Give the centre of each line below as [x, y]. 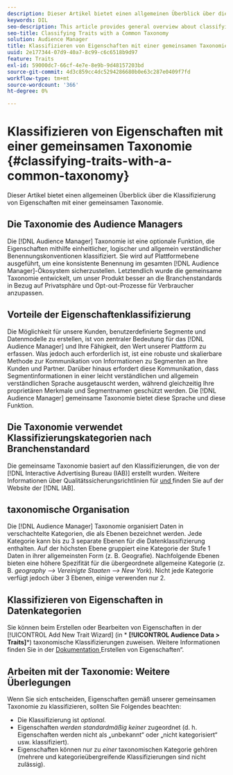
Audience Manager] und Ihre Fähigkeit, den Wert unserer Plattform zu [107, 346]
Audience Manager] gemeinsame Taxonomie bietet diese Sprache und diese [116, 398]
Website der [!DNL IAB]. [41, 488]
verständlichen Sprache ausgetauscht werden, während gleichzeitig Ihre [111, 383]
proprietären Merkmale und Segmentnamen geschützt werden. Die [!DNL [112, 391]
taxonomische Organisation [68, 509]
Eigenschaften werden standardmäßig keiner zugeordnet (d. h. [107, 727]
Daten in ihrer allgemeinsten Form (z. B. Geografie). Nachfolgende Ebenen [113, 556]
